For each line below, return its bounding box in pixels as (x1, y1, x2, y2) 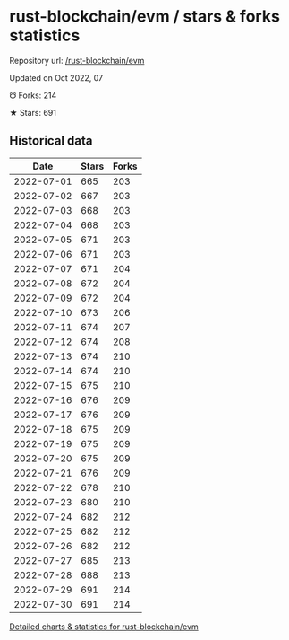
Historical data (9, 133, 93, 149)
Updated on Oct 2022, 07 (9, 72, 104, 83)
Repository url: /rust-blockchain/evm (9, 55, 145, 66)
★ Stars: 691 (9, 107, 56, 118)
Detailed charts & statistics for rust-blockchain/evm (9, 621, 199, 632)
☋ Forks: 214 (9, 90, 57, 101)
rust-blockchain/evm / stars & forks (9, 6, 280, 27)
